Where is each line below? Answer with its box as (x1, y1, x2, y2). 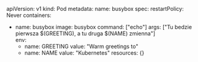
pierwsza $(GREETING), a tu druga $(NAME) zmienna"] (15, 30, 156, 37)
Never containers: (6, 12, 52, 19)
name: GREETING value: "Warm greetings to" (24, 43, 139, 50)
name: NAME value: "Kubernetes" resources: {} (24, 49, 145, 57)
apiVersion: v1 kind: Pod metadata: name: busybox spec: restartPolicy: (6, 5, 184, 12)
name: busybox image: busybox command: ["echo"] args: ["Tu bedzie (15, 24, 192, 30)
